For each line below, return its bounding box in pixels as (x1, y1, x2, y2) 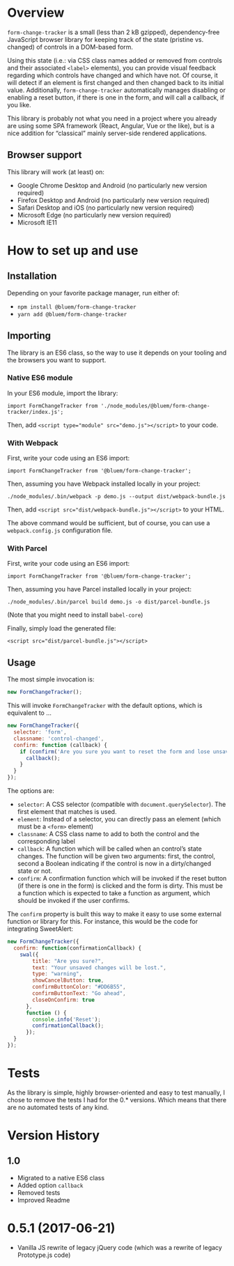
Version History (7, 1127, 100, 1143)
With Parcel (7, 543, 47, 553)
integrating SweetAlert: (7, 925, 74, 933)
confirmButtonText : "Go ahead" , (32, 990, 127, 997)
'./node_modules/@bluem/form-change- (100, 402, 210, 409)
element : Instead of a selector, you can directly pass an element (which (17, 815, 221, 824)
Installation (7, 270, 57, 282)
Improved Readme (17, 1196, 70, 1204)
